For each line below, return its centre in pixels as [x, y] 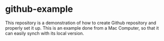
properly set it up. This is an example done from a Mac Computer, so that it [82, 28]
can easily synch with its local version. [45, 33]
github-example [39, 9]
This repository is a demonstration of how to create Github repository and [81, 23]
